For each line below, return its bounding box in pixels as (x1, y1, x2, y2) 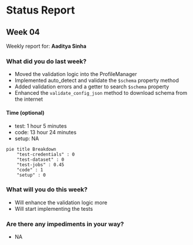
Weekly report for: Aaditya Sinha (6, 42, 86, 49)
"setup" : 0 (16, 172, 46, 178)
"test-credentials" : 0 (16, 151, 75, 157)
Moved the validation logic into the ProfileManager (14, 71, 137, 78)
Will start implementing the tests (14, 205, 93, 212)
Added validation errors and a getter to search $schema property (14, 83, 169, 90)
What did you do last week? (6, 57, 87, 65)
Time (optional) (6, 109, 45, 116)
